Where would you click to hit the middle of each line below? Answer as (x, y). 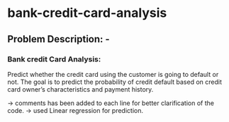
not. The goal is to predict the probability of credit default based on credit (114, 82)
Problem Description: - (58, 39)
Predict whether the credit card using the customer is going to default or (113, 74)
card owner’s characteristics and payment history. (80, 89)
